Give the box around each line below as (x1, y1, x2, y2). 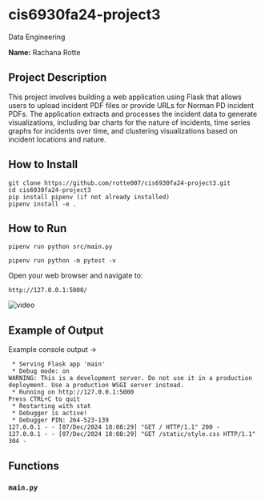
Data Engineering (8, 32, 66, 42)
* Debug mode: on (11, 367, 70, 375)
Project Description (8, 70, 107, 85)
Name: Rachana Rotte (8, 47, 81, 57)
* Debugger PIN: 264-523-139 (11, 416, 110, 425)
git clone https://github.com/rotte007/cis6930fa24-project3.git (8, 178, 231, 187)
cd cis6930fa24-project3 (8, 186, 91, 194)
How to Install (8, 158, 78, 171)
